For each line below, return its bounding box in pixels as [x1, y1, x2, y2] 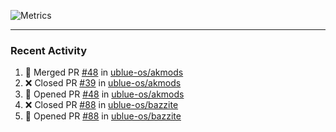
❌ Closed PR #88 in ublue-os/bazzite [24, 99, 179, 111]
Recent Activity [10, 43, 88, 57]
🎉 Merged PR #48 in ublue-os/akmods [24, 66, 184, 79]
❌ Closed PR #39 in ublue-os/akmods [24, 77, 182, 89]
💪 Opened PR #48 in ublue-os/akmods [24, 88, 185, 100]
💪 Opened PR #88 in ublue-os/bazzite [24, 110, 182, 122]
